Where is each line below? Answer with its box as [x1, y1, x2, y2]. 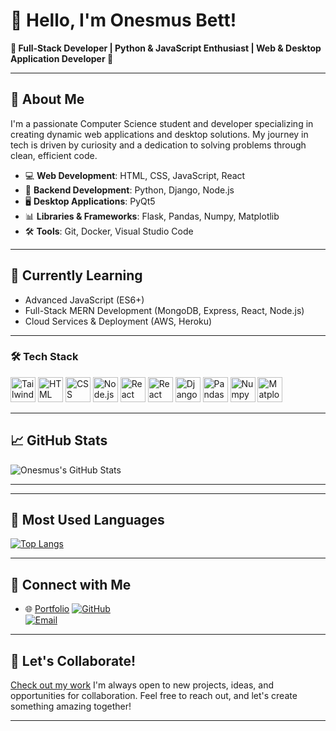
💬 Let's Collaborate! [10, 652, 137, 669]
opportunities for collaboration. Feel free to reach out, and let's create [10, 690, 298, 702]
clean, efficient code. [10, 149, 98, 161]
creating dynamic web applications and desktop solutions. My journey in [10, 128, 309, 140]
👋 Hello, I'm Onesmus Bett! [10, 9, 237, 32]
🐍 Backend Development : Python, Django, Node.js [24, 184, 235, 196]
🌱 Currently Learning [10, 267, 143, 284]
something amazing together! [10, 700, 132, 713]
